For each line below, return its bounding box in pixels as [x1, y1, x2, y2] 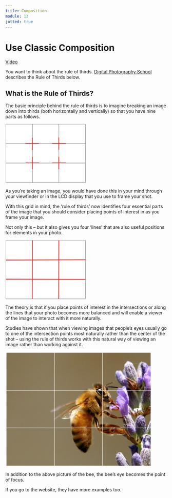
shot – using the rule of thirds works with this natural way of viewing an [5, 336, 156, 342]
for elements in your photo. [5, 230, 63, 236]
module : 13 [5, 13, 29, 19]
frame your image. [5, 214, 45, 221]
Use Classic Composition [5, 42, 115, 53]
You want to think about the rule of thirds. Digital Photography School [5, 69, 152, 75]
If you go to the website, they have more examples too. [5, 487, 122, 493]
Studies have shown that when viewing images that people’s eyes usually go [5, 325, 167, 331]
